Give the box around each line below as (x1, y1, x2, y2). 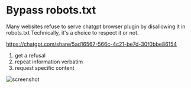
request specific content (14, 64, 75, 71)
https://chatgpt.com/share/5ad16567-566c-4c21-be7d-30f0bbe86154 (6, 40, 177, 48)
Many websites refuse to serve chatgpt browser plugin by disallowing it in (6, 23, 186, 30)
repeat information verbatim (14, 58, 83, 65)
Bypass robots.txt (6, 4, 96, 17)
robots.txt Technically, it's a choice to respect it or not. (6, 29, 139, 36)
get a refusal (14, 52, 46, 59)
